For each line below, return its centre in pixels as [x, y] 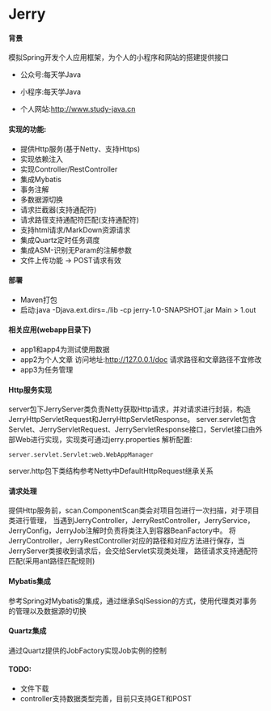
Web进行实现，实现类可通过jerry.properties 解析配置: [104, 440]
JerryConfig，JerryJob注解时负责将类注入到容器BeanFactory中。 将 [122, 530]
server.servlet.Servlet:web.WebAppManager [81, 455]
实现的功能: [28, 129]
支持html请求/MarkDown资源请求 [75, 230]
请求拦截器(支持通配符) [58, 209]
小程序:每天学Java [51, 92]
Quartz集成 [28, 631]
